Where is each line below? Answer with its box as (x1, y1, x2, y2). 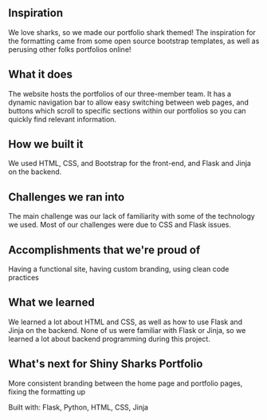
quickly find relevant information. (8, 114, 117, 124)
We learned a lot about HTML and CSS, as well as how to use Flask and (8, 317, 243, 327)
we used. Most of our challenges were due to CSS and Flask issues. (8, 220, 232, 230)
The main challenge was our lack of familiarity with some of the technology (8, 212, 255, 221)
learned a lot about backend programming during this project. (8, 334, 211, 343)
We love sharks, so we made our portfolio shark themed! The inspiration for (8, 27, 257, 37)
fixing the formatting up (8, 386, 86, 396)
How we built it (8, 137, 84, 151)
